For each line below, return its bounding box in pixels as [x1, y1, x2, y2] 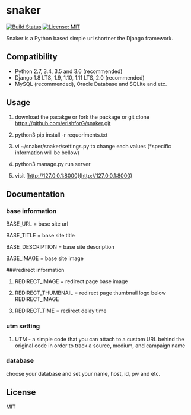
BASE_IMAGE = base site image [6, 255, 84, 262]
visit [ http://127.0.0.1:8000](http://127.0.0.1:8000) [14, 172, 132, 179]
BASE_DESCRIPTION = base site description [6, 243, 114, 251]
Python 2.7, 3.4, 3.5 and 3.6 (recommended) [14, 68, 123, 75]
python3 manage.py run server [14, 160, 91, 167]
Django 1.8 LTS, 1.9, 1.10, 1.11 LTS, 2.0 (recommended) [14, 74, 145, 81]
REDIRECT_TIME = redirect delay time [14, 307, 107, 315]
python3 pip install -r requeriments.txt [14, 131, 108, 138]
